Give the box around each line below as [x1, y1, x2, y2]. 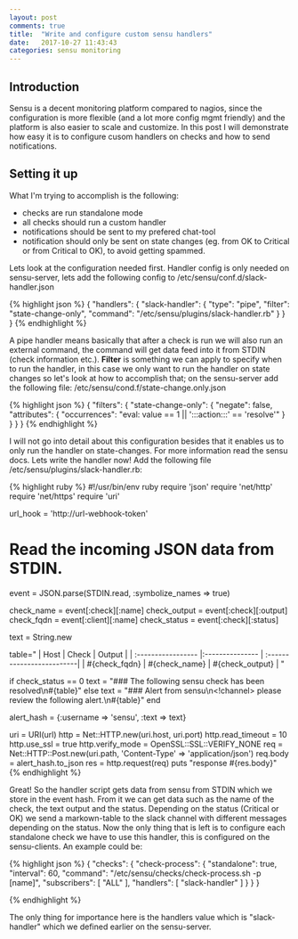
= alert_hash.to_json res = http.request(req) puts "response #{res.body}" [9, 757, 278, 768]
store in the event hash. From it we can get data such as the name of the [9, 794, 275, 804]
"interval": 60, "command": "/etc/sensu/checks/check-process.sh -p [9, 868, 262, 878]
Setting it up [9, 167, 78, 182]
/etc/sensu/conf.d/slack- [177, 272, 268, 282]
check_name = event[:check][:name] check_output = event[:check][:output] [9, 605, 288, 616]
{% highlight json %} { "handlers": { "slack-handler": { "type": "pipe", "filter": [9, 298, 290, 309]
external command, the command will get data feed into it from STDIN [9, 344, 266, 355]
